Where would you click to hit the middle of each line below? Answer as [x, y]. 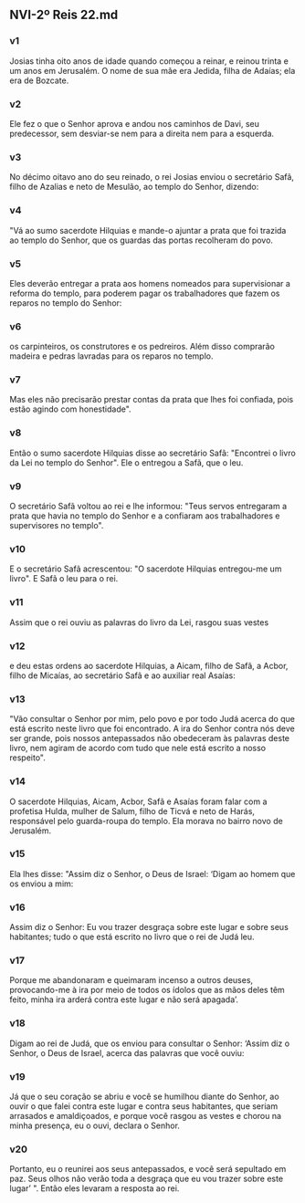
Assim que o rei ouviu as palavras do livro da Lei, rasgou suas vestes [139, 622]
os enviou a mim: [42, 884]
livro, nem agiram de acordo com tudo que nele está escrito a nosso [138, 748]
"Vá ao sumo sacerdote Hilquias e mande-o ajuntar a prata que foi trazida [148, 230]
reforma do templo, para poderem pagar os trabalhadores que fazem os [145, 293]
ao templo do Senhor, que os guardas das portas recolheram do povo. [142, 240]
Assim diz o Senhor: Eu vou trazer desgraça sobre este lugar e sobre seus [149, 927]
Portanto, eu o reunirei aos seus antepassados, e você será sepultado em [148, 1169]
